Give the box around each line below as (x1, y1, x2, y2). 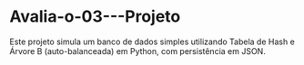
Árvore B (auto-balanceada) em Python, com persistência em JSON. (9, 45, 266, 56)
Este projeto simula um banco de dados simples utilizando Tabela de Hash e (9, 36, 296, 47)
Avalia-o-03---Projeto (9, 6, 181, 27)
